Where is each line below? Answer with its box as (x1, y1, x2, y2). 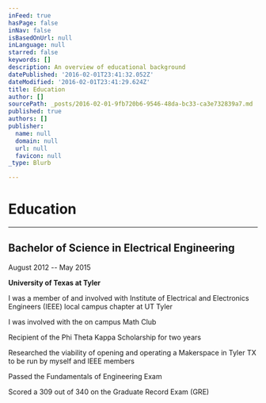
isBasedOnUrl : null (8, 33, 73, 42)
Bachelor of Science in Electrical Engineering (8, 241, 235, 255)
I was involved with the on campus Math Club (8, 317, 157, 326)
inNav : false (8, 26, 51, 34)
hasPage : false (8, 19, 59, 27)
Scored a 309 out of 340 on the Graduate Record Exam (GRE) (8, 386, 210, 397)
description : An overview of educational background (8, 63, 186, 71)
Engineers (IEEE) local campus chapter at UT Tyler (8, 301, 173, 311)
